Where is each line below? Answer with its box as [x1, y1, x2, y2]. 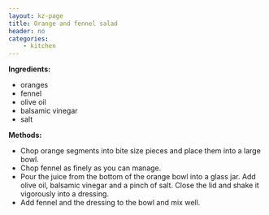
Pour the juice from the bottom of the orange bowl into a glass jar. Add [20, 172, 256, 182]
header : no [8, 27, 46, 35]
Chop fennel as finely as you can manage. [20, 163, 162, 173]
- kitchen [23, 42, 57, 50]
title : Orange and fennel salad [8, 19, 118, 28]
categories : [8, 34, 49, 43]
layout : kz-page [8, 11, 63, 20]
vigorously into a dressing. [20, 189, 110, 199]
